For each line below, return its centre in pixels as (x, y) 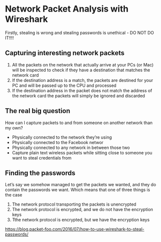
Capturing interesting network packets (65, 53)
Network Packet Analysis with (67, 9)
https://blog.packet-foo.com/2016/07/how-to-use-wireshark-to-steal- (75, 229)
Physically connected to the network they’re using (62, 137)
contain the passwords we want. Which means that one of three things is (78, 190)
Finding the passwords (40, 173)
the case (14, 195)
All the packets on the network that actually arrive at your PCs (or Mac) (83, 65)
